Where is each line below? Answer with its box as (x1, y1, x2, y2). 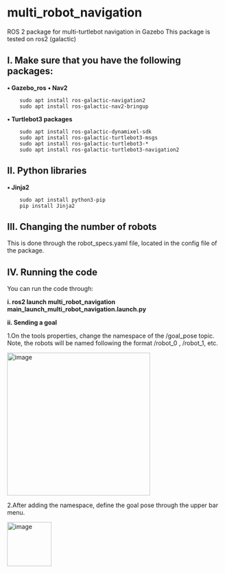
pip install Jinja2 (19, 202, 75, 209)
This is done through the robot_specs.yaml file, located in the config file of (7, 239, 217, 248)
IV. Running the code (7, 266, 98, 278)
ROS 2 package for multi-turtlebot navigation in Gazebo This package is (7, 27, 211, 36)
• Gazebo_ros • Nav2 (7, 84, 68, 92)
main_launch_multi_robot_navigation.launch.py (7, 305, 146, 314)
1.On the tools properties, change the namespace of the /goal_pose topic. (7, 331, 215, 340)
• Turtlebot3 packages (7, 115, 73, 123)
